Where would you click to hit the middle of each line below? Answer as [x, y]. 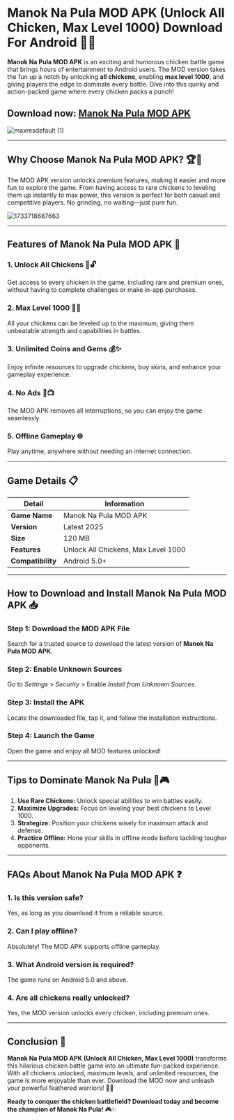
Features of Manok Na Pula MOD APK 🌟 [94, 244]
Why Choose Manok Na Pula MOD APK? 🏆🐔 [105, 160]
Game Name [32, 516]
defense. [30, 830]
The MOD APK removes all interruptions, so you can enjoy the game [105, 411]
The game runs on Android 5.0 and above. [68, 980]
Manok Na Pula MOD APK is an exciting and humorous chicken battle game [116, 61]
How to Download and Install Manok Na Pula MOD [117, 593]
